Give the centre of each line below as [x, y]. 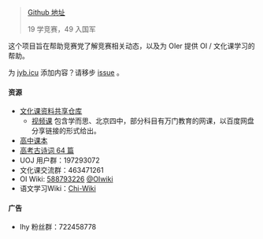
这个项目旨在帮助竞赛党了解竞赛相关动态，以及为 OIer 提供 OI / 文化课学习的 [132, 46]
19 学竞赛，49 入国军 [61, 29]
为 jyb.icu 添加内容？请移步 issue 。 [66, 73]
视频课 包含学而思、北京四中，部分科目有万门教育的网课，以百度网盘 [143, 121]
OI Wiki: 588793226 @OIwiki [66, 179]
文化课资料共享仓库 [51, 111]
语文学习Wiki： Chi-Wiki [57, 189]
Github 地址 [46, 12]
